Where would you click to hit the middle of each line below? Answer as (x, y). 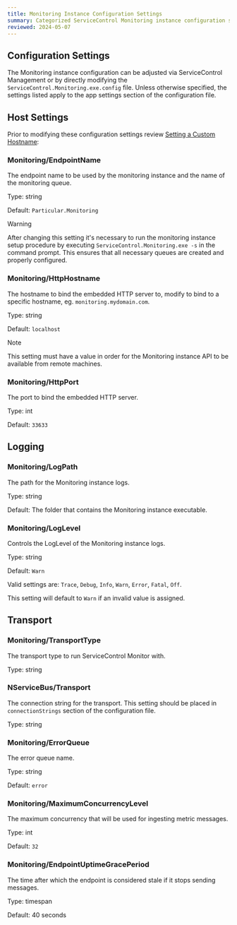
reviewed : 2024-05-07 (39, 27)
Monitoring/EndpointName (54, 160)
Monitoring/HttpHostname (54, 278)
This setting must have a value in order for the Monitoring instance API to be (118, 356)
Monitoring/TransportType (54, 640)
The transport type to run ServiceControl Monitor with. (86, 656)
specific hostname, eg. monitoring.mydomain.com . (79, 302)
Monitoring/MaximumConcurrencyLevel (78, 804)
